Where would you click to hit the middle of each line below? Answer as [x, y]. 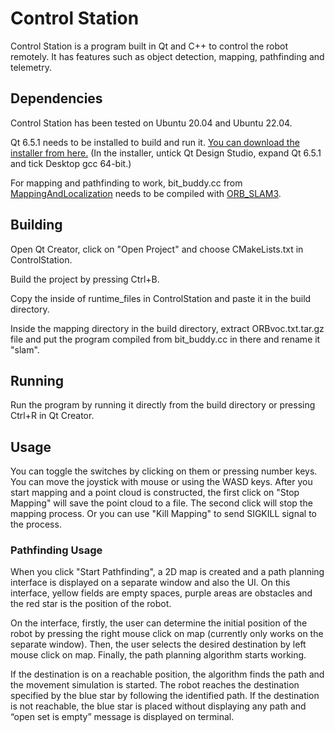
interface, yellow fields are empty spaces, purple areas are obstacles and [161, 593]
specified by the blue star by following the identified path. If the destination [165, 696]
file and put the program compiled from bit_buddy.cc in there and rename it [165, 339]
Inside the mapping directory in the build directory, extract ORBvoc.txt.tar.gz [167, 328]
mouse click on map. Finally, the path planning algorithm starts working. [158, 655]
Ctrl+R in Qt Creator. [52, 416]
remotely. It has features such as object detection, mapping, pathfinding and [167, 56]
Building [36, 225]
